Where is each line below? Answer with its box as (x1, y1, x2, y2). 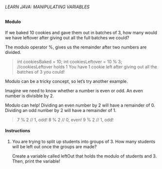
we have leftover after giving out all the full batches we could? (5, 34, 129, 41)
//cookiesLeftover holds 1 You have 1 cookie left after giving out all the (17, 63, 157, 70)
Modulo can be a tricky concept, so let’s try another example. (5, 78, 128, 84)
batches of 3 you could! (17, 69, 65, 75)
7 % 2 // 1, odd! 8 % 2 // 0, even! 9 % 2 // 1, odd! (17, 117, 114, 123)
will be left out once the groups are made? (12, 144, 97, 150)
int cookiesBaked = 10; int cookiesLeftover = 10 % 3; (17, 59, 123, 64)
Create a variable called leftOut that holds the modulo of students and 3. (12, 153, 157, 159)
